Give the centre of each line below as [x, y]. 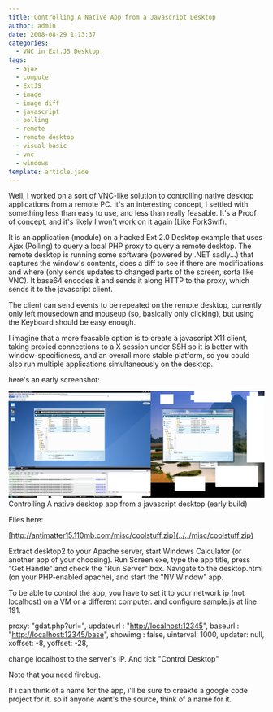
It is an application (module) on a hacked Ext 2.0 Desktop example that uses [135, 238]
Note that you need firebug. [55, 675]
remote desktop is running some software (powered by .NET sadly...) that [131, 255]
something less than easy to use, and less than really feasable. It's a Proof [133, 213]
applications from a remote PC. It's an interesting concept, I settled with [128, 204]
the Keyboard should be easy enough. [72, 322]
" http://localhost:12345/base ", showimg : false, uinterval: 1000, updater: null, [136, 635]
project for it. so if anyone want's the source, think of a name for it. [120, 699]
